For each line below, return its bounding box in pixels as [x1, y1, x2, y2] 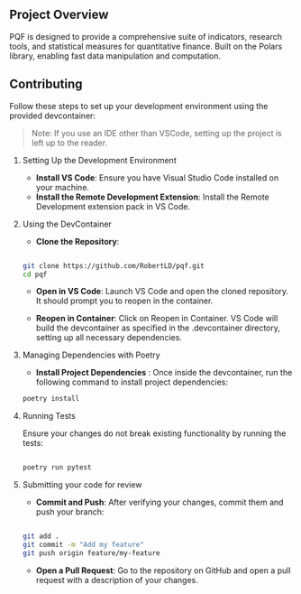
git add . [22, 532, 60, 541]
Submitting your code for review [22, 479, 142, 490]
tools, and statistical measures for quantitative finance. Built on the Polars [9, 41, 283, 51]
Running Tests [22, 411, 77, 422]
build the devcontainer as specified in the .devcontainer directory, [35, 322, 281, 333]
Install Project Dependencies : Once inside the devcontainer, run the [35, 367, 293, 378]
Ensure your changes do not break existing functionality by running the [22, 428, 287, 439]
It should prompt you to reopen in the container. [35, 295, 214, 306]
